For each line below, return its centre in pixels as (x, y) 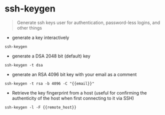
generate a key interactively (40, 37)
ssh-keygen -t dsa (24, 65)
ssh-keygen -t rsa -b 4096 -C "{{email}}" (49, 83)
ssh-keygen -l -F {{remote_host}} (41, 107)
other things (29, 27)
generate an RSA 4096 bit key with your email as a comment (74, 74)
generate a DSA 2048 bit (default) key (51, 56)
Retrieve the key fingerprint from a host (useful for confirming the (79, 92)
